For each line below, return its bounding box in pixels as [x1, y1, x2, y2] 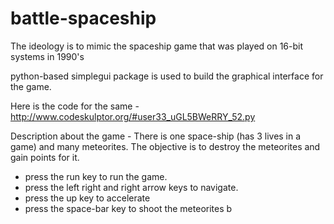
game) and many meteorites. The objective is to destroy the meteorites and [10, 140, 321, 152]
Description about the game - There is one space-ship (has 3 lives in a [10, 130, 302, 142]
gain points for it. [10, 151, 80, 163]
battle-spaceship [10, 7, 157, 30]
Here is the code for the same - [10, 100, 140, 112]
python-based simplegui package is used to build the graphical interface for [10, 70, 324, 82]
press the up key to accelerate [24, 192, 151, 204]
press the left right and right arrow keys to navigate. [24, 181, 239, 193]
